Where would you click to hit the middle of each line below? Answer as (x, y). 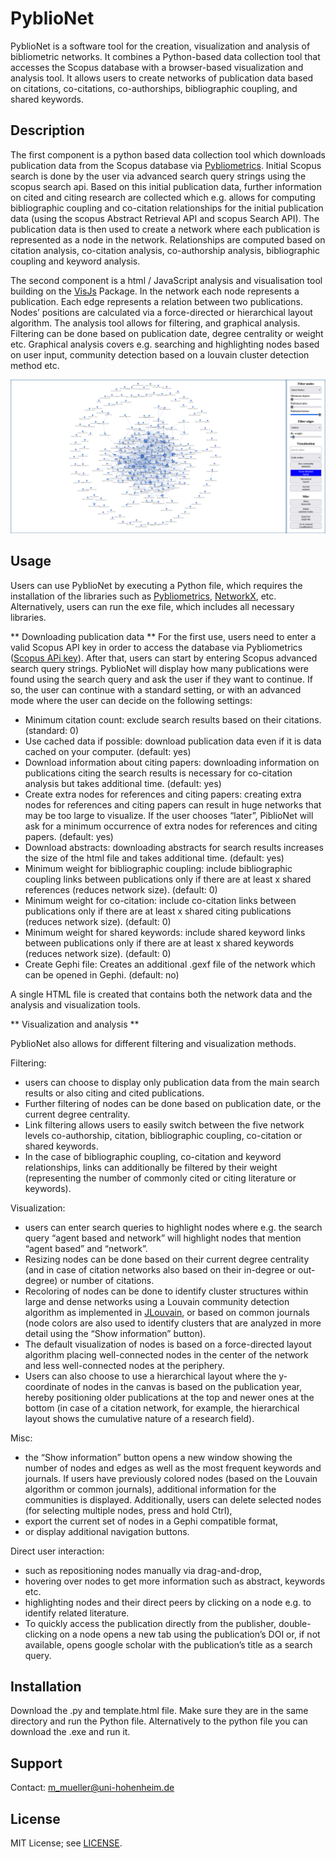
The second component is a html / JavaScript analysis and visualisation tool (166, 280)
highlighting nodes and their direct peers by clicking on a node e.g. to (168, 1602)
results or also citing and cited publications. (114, 1093)
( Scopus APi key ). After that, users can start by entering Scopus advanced (164, 658)
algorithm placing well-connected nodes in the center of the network (166, 1354)
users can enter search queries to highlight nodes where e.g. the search (173, 1227)
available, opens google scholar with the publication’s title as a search (168, 1644)
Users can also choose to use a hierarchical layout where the (150, 1376)
